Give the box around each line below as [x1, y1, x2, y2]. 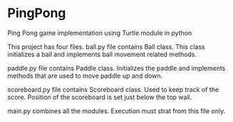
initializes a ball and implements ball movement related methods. [7, 50, 197, 59]
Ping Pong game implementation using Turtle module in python [7, 29, 192, 37]
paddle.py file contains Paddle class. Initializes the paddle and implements [7, 63, 226, 72]
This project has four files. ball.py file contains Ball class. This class [7, 42, 205, 51]
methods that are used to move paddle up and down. [7, 71, 163, 80]
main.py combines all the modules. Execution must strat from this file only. [7, 106, 226, 115]
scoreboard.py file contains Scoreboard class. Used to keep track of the [7, 85, 219, 93]
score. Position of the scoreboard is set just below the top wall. [7, 93, 192, 101]
